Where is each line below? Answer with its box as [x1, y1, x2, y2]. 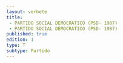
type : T [6, 43, 26, 49]
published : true [6, 31, 47, 37]
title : [6, 14, 23, 20]
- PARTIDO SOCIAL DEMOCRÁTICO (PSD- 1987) [8, 25, 118, 32]
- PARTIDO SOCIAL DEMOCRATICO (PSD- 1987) [8, 20, 118, 26]
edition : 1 [6, 37, 34, 43]
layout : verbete [6, 8, 47, 15]
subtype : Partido [6, 48, 50, 54]
